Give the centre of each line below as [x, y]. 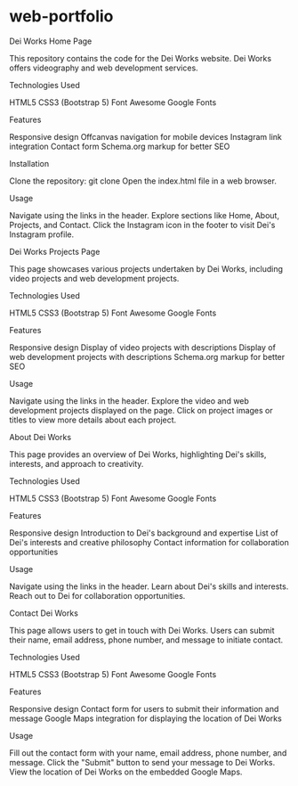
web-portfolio [61, 16]
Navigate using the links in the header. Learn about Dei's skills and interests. [149, 586]
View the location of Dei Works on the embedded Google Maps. [126, 772]
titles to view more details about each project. [93, 420]
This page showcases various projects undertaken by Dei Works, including [146, 268]
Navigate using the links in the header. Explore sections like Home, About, [145, 215]
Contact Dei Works [44, 613]
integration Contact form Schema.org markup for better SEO [120, 146]
